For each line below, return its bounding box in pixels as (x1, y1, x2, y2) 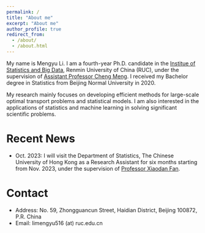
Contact (6, 187, 48, 200)
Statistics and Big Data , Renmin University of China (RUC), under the (6, 66, 179, 73)
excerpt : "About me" (6, 20, 59, 26)
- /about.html (12, 43, 48, 49)
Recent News (6, 132, 75, 146)
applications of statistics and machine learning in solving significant (6, 104, 177, 111)
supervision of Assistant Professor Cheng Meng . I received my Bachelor (6, 73, 188, 80)
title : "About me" (6, 15, 53, 21)
